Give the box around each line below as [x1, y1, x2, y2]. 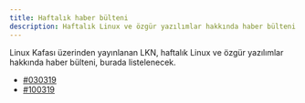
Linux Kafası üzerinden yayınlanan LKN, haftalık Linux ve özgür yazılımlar [9, 46, 284, 57]
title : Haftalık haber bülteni [9, 13, 129, 23]
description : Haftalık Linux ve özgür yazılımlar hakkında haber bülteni [9, 22, 297, 31]
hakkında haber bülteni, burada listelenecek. [9, 57, 176, 67]
